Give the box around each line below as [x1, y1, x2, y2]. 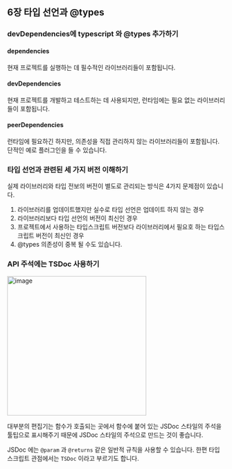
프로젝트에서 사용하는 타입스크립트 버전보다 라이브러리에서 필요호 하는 [17, 223, 206, 231]
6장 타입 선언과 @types [7, 6, 105, 19]
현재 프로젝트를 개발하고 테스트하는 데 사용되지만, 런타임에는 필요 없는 [7, 96, 196, 104]
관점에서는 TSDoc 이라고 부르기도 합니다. [30, 454, 140, 462]
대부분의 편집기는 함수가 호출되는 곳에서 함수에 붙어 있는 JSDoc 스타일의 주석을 [7, 422, 222, 430]
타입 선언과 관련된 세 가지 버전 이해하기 [7, 165, 129, 174]
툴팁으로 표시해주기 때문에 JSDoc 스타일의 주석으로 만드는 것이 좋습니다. [7, 430, 204, 439]
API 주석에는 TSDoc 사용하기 [7, 259, 100, 269]
